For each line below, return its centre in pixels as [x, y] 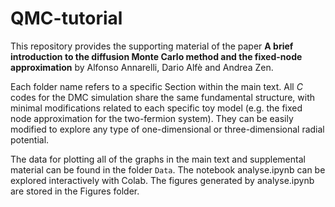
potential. [30, 139]
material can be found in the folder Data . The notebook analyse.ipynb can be [168, 169]
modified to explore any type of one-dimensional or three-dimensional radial [167, 129]
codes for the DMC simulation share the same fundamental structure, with [163, 97]
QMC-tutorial [66, 18]
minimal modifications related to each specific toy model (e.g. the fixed [156, 108]
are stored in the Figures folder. [75, 191]
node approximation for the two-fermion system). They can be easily [152, 118]
